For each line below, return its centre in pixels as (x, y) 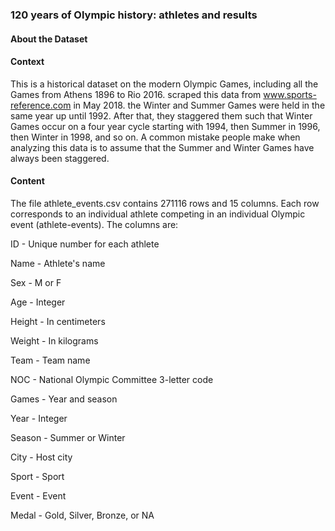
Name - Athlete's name (58, 263)
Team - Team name (50, 360)
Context (27, 62)
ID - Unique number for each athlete (85, 244)
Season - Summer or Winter (68, 437)
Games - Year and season (64, 399)
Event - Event (38, 495)
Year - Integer (39, 418)
